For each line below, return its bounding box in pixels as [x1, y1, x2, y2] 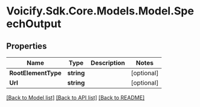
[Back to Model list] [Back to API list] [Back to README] [6, 94, 145, 101]
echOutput [6, 17, 62, 31]
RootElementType [9, 69, 62, 77]
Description [90, 59, 126, 67]
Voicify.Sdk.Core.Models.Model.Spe [6, 4, 195, 18]
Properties [6, 41, 47, 51]
